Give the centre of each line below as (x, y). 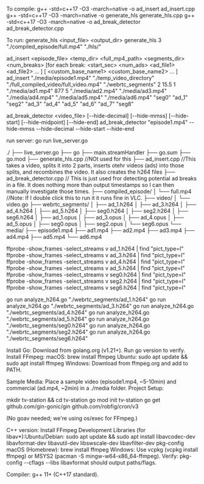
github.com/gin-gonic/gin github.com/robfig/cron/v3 (72, 406)
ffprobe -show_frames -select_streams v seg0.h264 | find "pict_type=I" (96, 275)
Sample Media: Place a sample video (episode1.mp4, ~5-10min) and (91, 382)
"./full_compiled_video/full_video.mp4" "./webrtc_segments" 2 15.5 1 (91, 84)
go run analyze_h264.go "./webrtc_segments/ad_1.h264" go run (86, 299)
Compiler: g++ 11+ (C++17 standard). (53, 474)
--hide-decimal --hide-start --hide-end (85, 129)
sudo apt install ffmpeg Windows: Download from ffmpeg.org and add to (97, 363)
